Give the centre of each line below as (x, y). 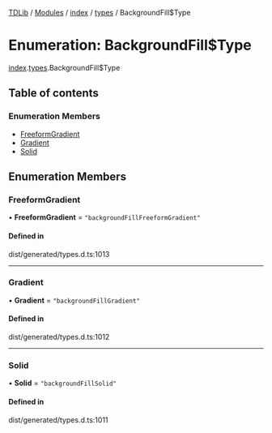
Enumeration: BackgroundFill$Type (130, 45)
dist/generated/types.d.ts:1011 (58, 420)
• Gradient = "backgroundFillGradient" (74, 300)
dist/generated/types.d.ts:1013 (59, 254)
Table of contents (53, 93)
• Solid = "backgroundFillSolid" (63, 383)
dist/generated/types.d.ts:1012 (59, 337)
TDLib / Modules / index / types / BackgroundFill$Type (100, 13)
